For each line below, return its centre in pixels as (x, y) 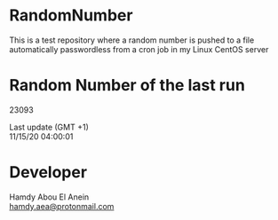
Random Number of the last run (127, 86)
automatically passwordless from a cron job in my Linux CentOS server (139, 49)
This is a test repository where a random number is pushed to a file (132, 40)
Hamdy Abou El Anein (49, 197)
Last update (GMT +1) (49, 127)
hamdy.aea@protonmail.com (62, 206)
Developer (48, 173)
